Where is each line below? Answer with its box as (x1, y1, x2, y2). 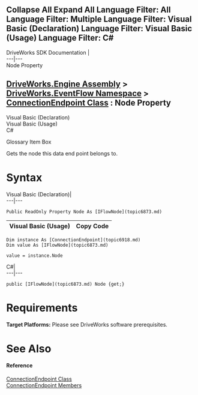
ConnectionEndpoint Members (6, 381, 82, 389)
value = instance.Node (6, 252, 63, 259)
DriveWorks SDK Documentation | (6, 49, 90, 56)
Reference (6, 362, 33, 369)
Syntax (6, 170, 43, 184)
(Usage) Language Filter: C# (6, 33, 114, 43)
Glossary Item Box (6, 138, 52, 145)
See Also (6, 342, 52, 355)
